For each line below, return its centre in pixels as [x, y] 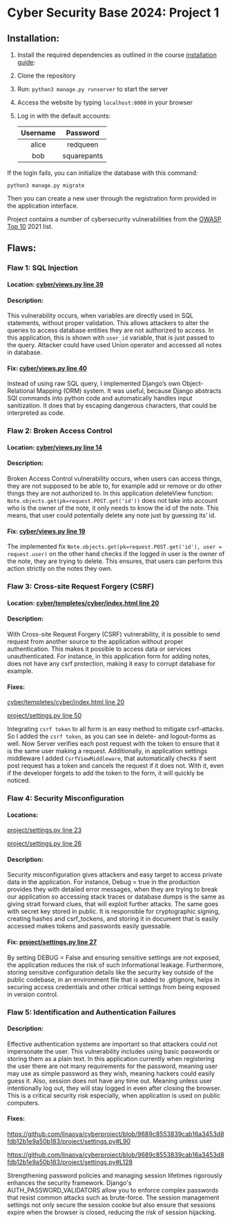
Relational [21, 391]
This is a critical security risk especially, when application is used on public [114, 1095]
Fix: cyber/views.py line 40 [47, 368]
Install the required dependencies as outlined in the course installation [117, 55]
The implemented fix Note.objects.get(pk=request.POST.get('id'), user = [115, 546]
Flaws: [22, 248]
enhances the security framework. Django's [69, 1183]
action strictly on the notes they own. [60, 569]
